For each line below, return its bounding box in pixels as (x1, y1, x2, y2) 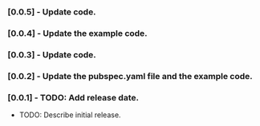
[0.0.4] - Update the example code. (7, 27, 148, 38)
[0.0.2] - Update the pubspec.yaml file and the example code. (7, 70, 254, 81)
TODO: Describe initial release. (18, 110, 121, 120)
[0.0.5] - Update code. (7, 6, 97, 18)
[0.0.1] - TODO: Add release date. (7, 92, 140, 103)
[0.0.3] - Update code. (7, 49, 97, 60)
